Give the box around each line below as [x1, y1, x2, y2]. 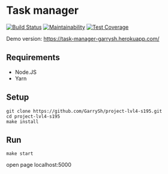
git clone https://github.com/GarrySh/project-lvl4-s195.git [6, 108, 163, 114]
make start [6, 151, 34, 157]
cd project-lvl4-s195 [6, 113, 61, 119]
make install [6, 118, 39, 125]
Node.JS [14, 68, 37, 76]
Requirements [6, 52, 60, 63]
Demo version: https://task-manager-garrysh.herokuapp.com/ [6, 35, 160, 42]
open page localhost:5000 [6, 161, 72, 169]
